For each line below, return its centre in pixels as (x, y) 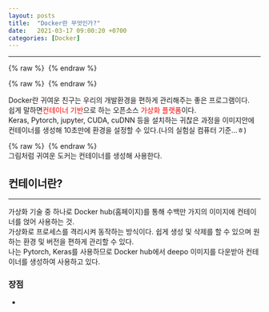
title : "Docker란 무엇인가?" (54, 23)
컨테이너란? (36, 184)
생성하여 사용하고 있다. (65, 262)
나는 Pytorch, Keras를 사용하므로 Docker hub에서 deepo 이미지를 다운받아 (126, 252)
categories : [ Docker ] (44, 38)
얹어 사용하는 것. (48, 222)
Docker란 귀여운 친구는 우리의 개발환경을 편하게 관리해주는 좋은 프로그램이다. (129, 100)
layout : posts (32, 16)
